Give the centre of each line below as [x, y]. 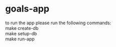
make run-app [20, 39]
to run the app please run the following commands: [58, 23]
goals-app [27, 9]
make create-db [22, 28]
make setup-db [21, 33]
